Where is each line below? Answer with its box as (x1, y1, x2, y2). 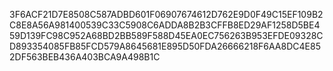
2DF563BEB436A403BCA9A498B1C (9, 51, 161, 63)
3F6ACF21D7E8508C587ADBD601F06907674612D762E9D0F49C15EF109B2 (9, 9, 324, 20)
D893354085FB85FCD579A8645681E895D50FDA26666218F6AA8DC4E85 (9, 40, 321, 52)
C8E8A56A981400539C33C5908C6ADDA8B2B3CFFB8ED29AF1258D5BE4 (9, 19, 321, 31)
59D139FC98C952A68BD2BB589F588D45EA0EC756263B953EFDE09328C (9, 30, 324, 41)
